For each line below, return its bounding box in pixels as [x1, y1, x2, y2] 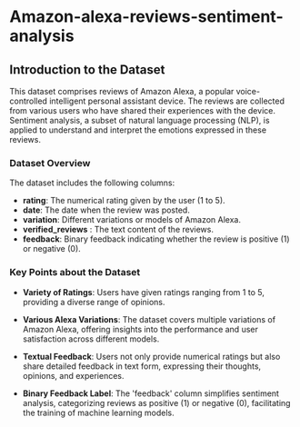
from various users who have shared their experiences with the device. [9, 105, 275, 115]
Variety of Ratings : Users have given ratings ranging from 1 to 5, [22, 286, 265, 297]
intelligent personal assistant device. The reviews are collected [49, 95, 285, 106]
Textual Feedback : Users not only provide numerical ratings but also [22, 351, 281, 362]
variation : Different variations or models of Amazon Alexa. [22, 214, 241, 225]
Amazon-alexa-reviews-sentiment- [9, 6, 284, 27]
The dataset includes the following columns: [9, 177, 175, 188]
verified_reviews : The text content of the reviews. [22, 224, 214, 235]
